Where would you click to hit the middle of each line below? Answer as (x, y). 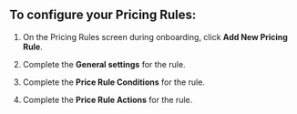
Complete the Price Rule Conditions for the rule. (113, 82)
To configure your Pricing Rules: (103, 15)
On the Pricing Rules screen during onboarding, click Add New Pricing (155, 36)
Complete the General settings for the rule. (104, 64)
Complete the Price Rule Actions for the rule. (108, 99)
